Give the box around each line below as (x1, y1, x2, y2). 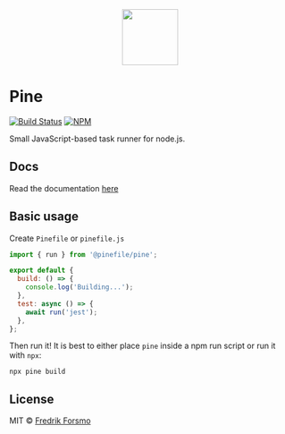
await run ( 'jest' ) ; (25, 308, 98, 317)
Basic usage (9, 209, 79, 225)
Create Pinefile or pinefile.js (9, 233, 125, 243)
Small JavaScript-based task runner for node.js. (9, 133, 186, 144)
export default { (9, 266, 74, 276)
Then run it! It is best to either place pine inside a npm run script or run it (9, 340, 276, 352)
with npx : (9, 350, 42, 361)
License (9, 391, 54, 406)
